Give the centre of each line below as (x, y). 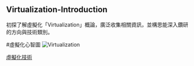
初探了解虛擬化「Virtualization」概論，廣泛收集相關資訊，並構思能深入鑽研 (97, 24)
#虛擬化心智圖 (23, 44)
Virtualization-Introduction (57, 10)
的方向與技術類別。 (30, 32)
